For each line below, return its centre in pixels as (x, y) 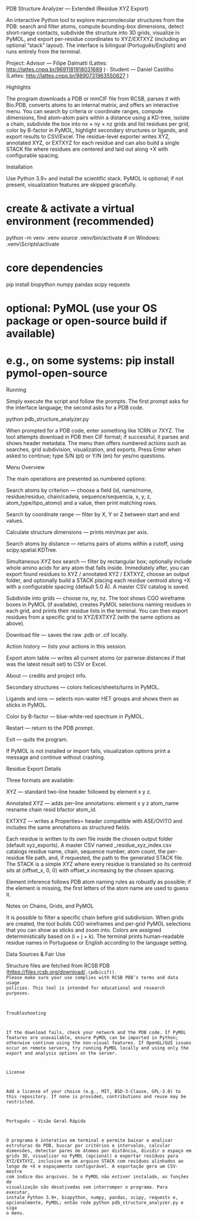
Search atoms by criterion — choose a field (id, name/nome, (79, 490)
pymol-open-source (57, 373)
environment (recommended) (80, 221)
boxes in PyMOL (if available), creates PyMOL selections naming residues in (99, 604)
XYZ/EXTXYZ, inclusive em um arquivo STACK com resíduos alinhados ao (95, 1161)
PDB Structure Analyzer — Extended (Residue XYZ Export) (77, 9)
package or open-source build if (87, 321)
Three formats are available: (40, 780)
